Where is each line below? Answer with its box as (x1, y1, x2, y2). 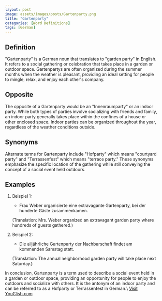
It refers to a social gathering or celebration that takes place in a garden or (5, 61, 153, 67)
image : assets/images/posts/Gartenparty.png (5, 12, 96, 16)
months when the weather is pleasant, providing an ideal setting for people (5, 71, 154, 77)
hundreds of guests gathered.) (12, 222, 74, 228)
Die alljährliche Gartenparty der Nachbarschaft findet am (19, 241, 133, 247)
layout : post (5, 7, 31, 12)
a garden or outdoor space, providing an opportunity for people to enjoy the (5, 275, 156, 281)
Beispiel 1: (12, 193, 32, 199)
